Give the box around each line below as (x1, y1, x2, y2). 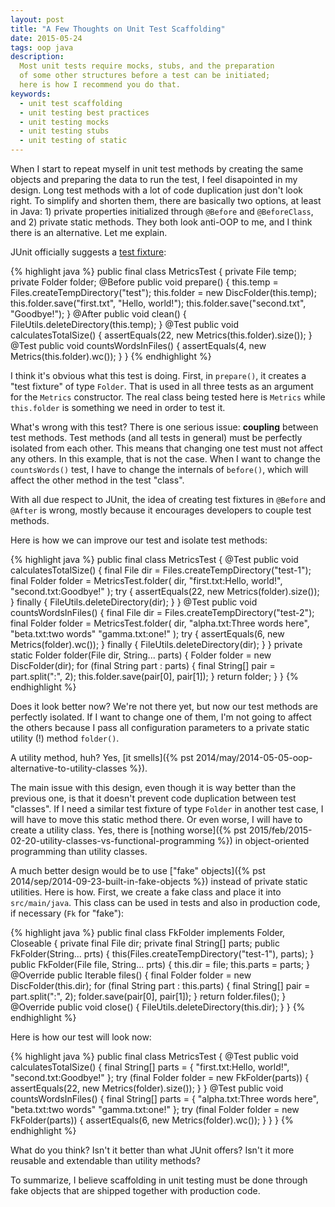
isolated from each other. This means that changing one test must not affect (10, 442, 323, 454)
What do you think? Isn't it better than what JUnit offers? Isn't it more (10, 1144, 295, 1156)
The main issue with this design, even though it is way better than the (10, 782, 297, 793)
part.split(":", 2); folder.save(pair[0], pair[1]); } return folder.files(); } (10, 991, 287, 1002)
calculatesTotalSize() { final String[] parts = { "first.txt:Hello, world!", (10, 1061, 290, 1073)
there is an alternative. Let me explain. (10, 227, 168, 238)
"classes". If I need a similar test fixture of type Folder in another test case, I (10, 803, 324, 815)
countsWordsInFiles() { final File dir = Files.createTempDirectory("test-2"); (10, 607, 315, 618)
